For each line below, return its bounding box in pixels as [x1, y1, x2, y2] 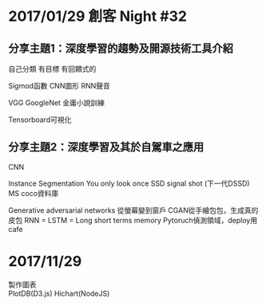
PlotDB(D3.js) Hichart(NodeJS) [8, 288, 110, 298]
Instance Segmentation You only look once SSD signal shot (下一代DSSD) [8, 178, 250, 188]
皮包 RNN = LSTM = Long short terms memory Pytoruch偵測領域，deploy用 [8, 215, 258, 225]
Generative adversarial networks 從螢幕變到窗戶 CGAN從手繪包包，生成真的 [8, 205, 259, 215]
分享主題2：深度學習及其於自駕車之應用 [8, 140, 204, 154]
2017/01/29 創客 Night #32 [8, 7, 188, 25]
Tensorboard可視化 [8, 115, 72, 124]
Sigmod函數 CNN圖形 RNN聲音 [8, 81, 110, 90]
